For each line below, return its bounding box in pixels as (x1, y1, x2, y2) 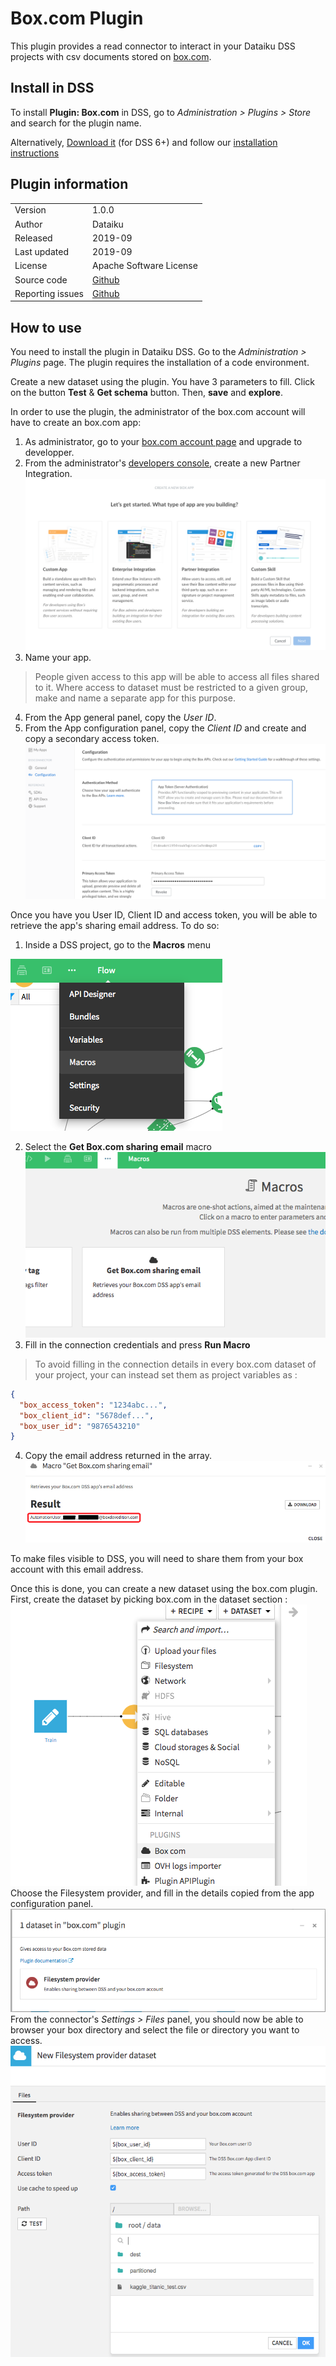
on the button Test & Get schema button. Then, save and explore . (10, 387, 283, 399)
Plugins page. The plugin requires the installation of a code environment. (10, 357, 310, 369)
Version (14, 204, 47, 216)
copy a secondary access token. (24, 732, 160, 744)
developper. (24, 447, 75, 459)
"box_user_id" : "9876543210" (19, 1421, 141, 1431)
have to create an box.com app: (10, 417, 142, 429)
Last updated (14, 246, 69, 258)
